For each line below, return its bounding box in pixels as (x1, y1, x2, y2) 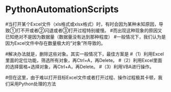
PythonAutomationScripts (5, 4, 119, 15)
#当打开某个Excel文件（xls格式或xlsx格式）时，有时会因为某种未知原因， (5, 21, 159, 27)
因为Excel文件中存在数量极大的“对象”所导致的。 (5, 40, 106, 46)
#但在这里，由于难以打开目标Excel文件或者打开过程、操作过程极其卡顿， (5, 74, 158, 80)
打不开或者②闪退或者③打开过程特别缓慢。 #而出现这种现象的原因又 (16, 27, 162, 34)
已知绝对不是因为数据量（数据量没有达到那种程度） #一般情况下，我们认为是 (5, 34, 166, 40)
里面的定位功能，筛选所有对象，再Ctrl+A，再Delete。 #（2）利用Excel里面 (5, 57, 162, 63)
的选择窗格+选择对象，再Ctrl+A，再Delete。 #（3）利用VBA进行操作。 (5, 64, 154, 70)
